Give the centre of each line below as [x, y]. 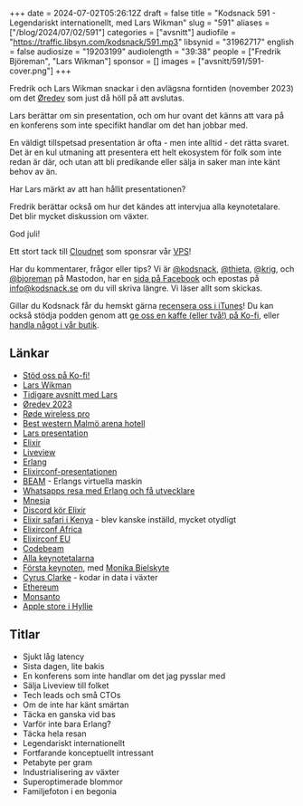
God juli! [25, 234]
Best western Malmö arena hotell [84, 423]
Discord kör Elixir [54, 510]
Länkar [29, 354]
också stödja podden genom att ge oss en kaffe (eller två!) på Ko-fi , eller [145, 315]
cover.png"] [32, 71]
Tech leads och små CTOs [71, 695]
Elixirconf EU [46, 539]
